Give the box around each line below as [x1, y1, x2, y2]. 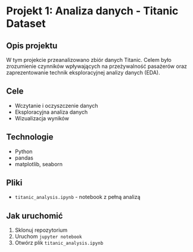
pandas [14, 154, 34, 161]
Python [14, 148, 33, 155]
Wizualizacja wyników [14, 114, 70, 122]
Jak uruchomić [6, 210, 63, 221]
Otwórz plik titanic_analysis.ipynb [14, 239, 104, 247]
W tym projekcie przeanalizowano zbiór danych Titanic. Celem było [6, 57, 172, 63]
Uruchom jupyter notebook [14, 233, 82, 240]
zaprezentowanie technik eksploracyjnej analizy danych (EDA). [6, 69, 160, 76]
